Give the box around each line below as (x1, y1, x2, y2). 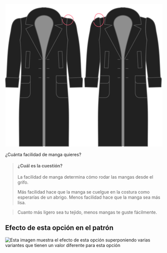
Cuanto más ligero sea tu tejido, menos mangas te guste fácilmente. (17, 209, 158, 215)
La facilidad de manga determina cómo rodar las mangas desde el (17, 174, 154, 180)
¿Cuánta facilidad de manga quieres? (5, 151, 81, 157)
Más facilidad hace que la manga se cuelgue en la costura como (17, 189, 150, 195)
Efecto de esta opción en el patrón (5, 224, 114, 232)
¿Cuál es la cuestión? (17, 163, 63, 169)
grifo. (17, 179, 29, 185)
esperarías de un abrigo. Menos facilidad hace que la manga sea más (17, 194, 161, 200)
